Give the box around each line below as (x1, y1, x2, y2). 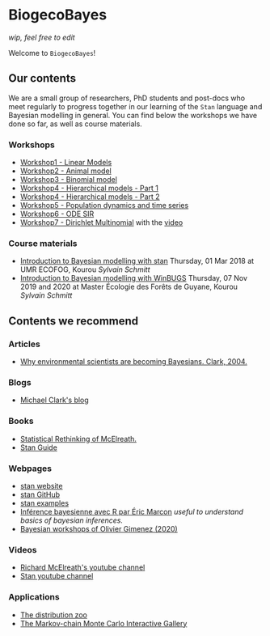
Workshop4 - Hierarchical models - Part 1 (19, 184, 159, 193)
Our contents (8, 71, 77, 86)
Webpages (8, 463, 53, 474)
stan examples (19, 498, 70, 507)
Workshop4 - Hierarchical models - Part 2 (19, 192, 160, 201)
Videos (8, 544, 37, 555)
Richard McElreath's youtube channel (19, 562, 146, 572)
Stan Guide (19, 443, 58, 452)
